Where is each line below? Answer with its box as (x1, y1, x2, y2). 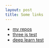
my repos (12, 26, 32, 32)
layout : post (5, 7, 32, 13)
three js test (12, 31, 37, 37)
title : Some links (5, 12, 43, 17)
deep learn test (12, 36, 44, 43)
